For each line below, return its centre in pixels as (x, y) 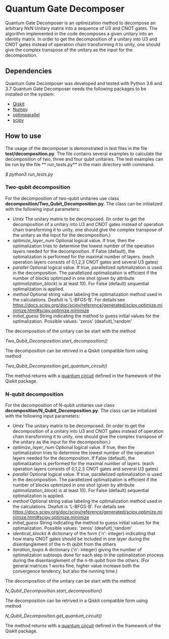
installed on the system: (30, 94)
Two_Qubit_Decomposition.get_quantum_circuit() (56, 366)
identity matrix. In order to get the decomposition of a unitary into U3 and (81, 39)
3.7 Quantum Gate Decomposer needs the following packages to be (76, 89)
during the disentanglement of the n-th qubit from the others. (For (81, 560)
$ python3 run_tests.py (29, 174)
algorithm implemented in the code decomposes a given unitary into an (79, 33)
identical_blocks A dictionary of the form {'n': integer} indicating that (84, 534)
